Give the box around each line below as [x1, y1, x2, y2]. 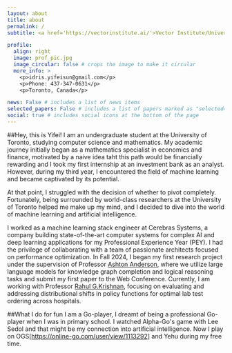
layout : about [7, 10, 48, 17]
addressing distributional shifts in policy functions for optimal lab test [7, 289, 204, 297]
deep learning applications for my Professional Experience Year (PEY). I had [7, 238, 223, 246]
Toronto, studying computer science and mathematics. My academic [7, 138, 203, 146]
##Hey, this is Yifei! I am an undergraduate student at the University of [7, 130, 207, 139]
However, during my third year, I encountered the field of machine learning [7, 167, 220, 176]
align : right [13, 48, 51, 55]
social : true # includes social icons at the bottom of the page [7, 112, 199, 119]
